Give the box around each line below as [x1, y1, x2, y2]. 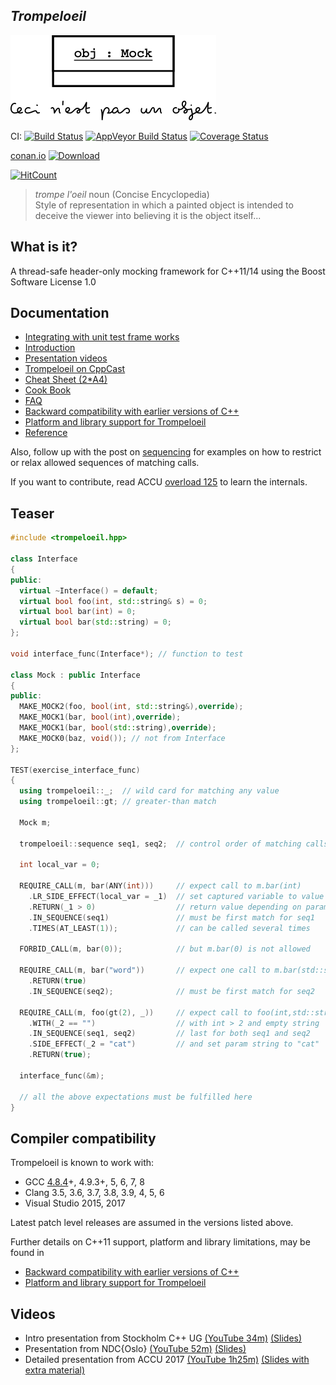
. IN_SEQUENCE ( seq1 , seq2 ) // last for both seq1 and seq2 [28, 1029, 311, 1039]
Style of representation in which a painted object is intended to [34, 199, 294, 211]
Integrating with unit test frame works [24, 331, 180, 343]
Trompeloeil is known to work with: [10, 1157, 155, 1169]
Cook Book [24, 384, 72, 396]
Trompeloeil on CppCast [24, 363, 126, 375]
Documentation [10, 305, 110, 322]
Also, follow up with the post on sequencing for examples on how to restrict [10, 446, 322, 458]
